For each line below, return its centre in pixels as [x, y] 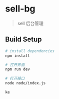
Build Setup [23, 39]
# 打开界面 [15, 65]
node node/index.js [25, 83]
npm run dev [17, 69]
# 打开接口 [15, 78]
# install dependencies [30, 51]
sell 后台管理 [30, 23]
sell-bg [20, 9]
